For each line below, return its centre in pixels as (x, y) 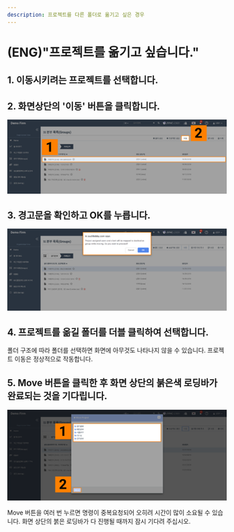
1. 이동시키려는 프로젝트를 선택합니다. (83, 80)
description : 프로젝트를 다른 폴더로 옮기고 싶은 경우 (76, 15)
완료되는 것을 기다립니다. (57, 396)
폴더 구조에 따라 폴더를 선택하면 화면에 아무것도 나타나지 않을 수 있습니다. (107, 350)
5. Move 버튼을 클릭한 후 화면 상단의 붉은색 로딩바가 (112, 383)
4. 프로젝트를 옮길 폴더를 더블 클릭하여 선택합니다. (108, 332)
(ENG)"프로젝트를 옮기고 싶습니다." (103, 52)
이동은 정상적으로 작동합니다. (54, 359)
